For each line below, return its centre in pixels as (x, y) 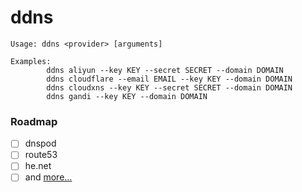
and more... (48, 177)
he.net (38, 166)
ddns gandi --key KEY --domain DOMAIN (127, 96)
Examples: (31, 61)
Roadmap (34, 121)
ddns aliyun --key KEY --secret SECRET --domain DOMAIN (165, 70)
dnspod (40, 143)
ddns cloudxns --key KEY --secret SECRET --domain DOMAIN (169, 87)
